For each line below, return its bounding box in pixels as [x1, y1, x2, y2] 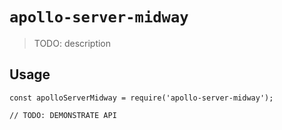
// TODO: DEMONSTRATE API [9, 110, 117, 120]
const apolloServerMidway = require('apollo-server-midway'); [9, 93, 274, 103]
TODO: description [33, 37, 112, 49]
